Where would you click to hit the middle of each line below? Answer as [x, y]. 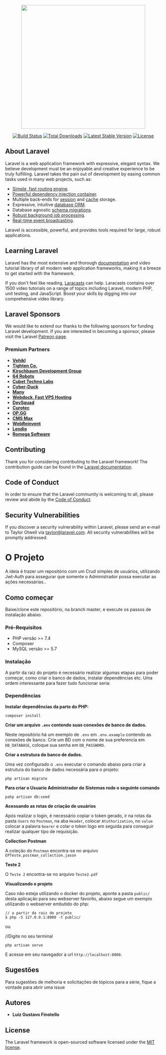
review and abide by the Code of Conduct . [48, 500]
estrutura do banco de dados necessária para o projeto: [62, 769]
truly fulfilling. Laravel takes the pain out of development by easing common [83, 174]
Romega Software [31, 434]
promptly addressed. [27, 538]
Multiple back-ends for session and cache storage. [64, 199]
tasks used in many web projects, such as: [49, 179]
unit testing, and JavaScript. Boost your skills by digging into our [71, 293]
